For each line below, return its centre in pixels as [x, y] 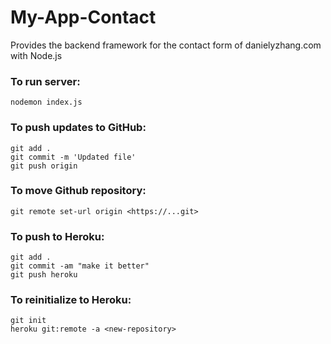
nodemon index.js [46, 102]
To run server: [45, 81]
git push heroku [44, 275]
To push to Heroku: [57, 236]
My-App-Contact [83, 17]
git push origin [44, 166]
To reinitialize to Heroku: [71, 300]
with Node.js [36, 55]
